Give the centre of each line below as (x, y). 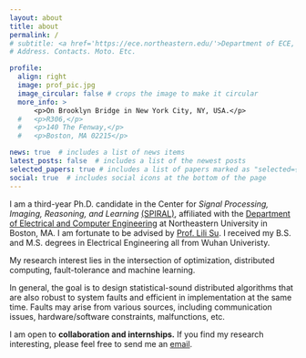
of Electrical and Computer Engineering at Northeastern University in (138, 223)
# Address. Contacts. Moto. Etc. (73, 52)
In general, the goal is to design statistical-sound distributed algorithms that (152, 287)
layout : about (36, 18)
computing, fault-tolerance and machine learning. (102, 270)
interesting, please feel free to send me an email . (101, 343)
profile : (26, 68)
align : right (42, 77)
